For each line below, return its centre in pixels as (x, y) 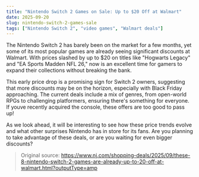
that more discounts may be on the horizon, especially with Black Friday (94, 88)
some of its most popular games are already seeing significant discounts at (98, 52)
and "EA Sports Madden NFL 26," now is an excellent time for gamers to (94, 64)
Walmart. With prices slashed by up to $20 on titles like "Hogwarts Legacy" (98, 58)
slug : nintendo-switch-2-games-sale (51, 23)
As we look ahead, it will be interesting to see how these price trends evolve (99, 125)
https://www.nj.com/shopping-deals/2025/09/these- (126, 156)
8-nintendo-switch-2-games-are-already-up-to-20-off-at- (92, 162)
